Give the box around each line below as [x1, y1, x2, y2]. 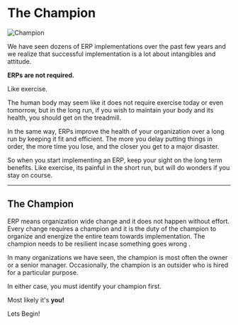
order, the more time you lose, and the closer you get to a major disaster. [7, 142, 220, 150]
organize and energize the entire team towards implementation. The [7, 232, 205, 240]
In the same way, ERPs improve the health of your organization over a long [7, 127, 225, 135]
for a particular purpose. [7, 268, 79, 277]
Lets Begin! [7, 309, 40, 318]
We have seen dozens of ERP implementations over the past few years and [7, 42, 227, 50]
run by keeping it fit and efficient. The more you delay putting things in [7, 135, 212, 143]
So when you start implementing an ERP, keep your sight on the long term [7, 156, 222, 164]
